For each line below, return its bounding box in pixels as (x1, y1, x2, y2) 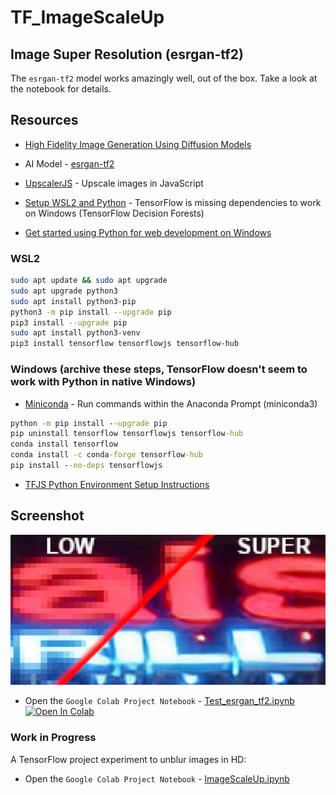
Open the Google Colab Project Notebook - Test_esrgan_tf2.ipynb (24, 695, 295, 707)
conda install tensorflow (10, 439, 118, 450)
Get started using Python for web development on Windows (24, 226, 272, 238)
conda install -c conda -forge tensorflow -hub (10, 450, 203, 460)
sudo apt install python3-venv (10, 328, 141, 338)
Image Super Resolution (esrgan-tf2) (10, 46, 244, 63)
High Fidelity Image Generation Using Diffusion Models (24, 138, 252, 150)
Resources (10, 112, 79, 129)
